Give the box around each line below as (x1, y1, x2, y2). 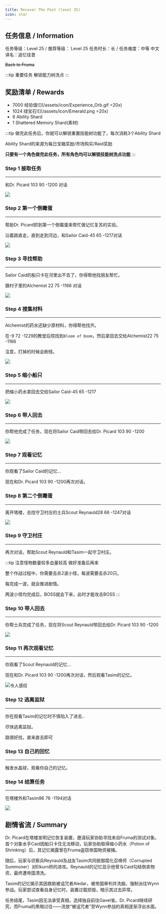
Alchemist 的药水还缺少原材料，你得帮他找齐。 (5, 322, 99, 328)
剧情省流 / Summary (5, 820, 68, 829)
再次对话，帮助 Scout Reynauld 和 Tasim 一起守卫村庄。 (5, 549, 115, 555)
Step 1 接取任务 (5, 165, 41, 172)
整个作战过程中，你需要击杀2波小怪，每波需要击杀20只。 (5, 570, 122, 576)
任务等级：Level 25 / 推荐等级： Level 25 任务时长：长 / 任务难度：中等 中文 (5, 46, 160, 52)
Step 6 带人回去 (5, 412, 43, 419)
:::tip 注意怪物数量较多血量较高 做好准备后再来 (5, 560, 99, 565)
